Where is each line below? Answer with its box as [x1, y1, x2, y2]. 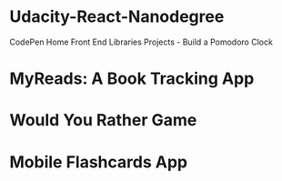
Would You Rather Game [9, 110, 197, 131]
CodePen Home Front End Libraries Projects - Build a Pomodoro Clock [9, 36, 273, 47]
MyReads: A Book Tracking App [9, 68, 255, 89]
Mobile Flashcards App [9, 152, 188, 172]
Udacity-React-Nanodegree [9, 6, 225, 27]
